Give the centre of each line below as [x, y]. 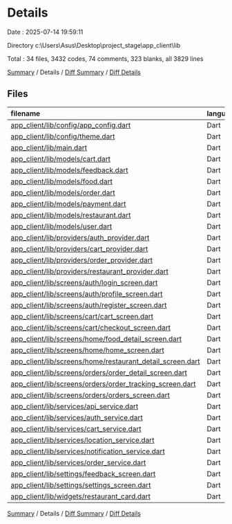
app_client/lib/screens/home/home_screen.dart [87, 350]
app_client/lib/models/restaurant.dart [71, 215]
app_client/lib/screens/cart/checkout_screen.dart [91, 327]
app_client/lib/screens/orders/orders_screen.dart [90, 395]
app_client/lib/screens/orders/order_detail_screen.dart [99, 372]
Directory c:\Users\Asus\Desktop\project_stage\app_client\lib [94, 45]
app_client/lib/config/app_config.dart [71, 125]
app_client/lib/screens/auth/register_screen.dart [89, 305]
